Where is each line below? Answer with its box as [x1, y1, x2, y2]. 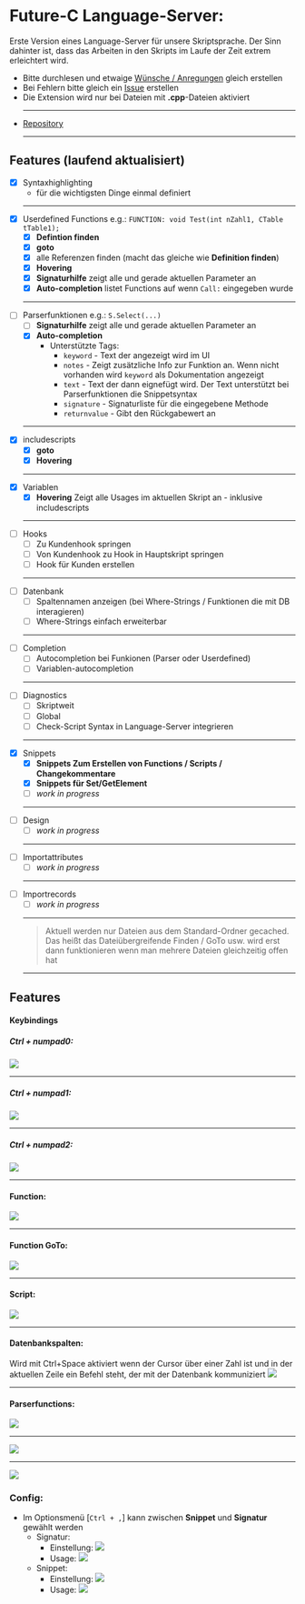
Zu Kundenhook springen [35, 538, 132, 549]
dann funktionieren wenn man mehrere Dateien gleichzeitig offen [44, 945, 289, 956]
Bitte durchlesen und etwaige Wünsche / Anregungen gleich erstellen [22, 72, 283, 83]
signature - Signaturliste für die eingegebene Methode [63, 398, 270, 409]
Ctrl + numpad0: [9, 1036, 74, 1047]
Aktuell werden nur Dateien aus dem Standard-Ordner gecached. [44, 926, 290, 937]
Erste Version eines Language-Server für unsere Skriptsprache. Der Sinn [9, 35, 281, 46]
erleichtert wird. [9, 55, 69, 65]
